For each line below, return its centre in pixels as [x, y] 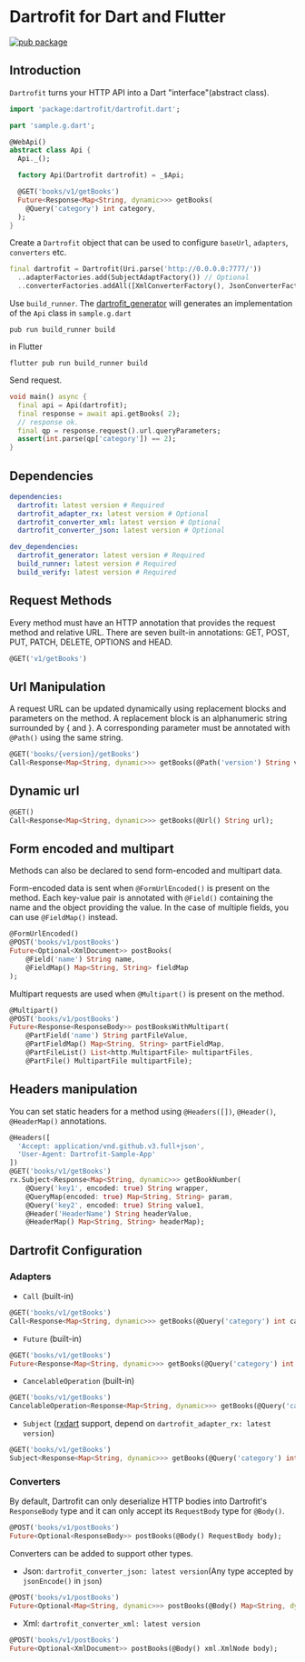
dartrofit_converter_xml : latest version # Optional [119, 522]
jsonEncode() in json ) [62, 1580]
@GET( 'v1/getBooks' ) [49, 658]
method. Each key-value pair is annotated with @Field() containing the [142, 898]
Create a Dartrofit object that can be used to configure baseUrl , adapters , [149, 243]
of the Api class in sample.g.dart [70, 313]
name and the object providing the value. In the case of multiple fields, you [149, 907]
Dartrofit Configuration [76, 1251]
